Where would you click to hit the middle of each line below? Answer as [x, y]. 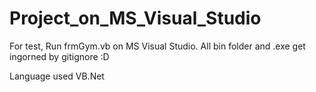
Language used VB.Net [57, 76]
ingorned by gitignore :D [59, 56]
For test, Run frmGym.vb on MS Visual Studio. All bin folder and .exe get [157, 46]
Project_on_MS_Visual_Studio [135, 18]
